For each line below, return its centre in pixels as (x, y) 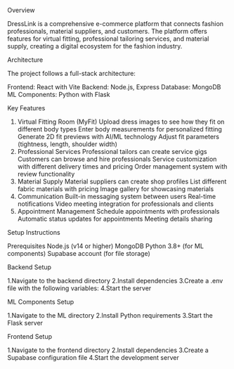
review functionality (46, 174)
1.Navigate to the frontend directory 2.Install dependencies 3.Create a (108, 350)
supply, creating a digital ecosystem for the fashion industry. (95, 46)
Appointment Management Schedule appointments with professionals (118, 211)
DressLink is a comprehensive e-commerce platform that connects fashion (115, 24)
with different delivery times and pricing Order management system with (122, 167)
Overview (21, 10)
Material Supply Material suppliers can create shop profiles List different (122, 181)
